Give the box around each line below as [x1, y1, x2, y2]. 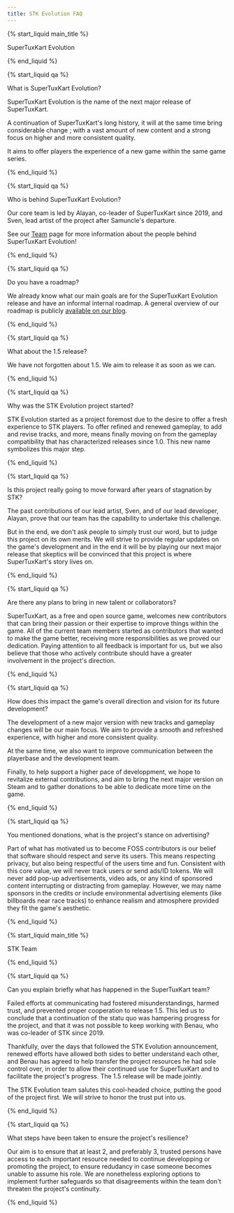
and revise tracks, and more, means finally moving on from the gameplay [7, 430, 218, 438]
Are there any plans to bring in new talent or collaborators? [7, 598, 177, 606]
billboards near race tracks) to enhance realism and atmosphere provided [7, 896, 219, 905]
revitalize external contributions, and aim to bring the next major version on [7, 775, 224, 783]
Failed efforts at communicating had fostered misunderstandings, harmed [7, 999, 219, 1007]
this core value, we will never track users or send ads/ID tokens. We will [7, 866, 214, 875]
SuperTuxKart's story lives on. [7, 557, 94, 566]
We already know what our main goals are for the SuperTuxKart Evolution [7, 292, 218, 300]
